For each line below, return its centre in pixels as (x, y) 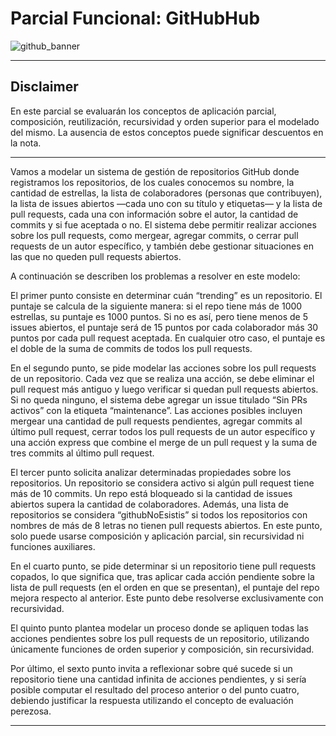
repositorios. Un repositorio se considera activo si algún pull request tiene (162, 483)
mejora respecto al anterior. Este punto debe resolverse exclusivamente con (167, 598)
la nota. (26, 143)
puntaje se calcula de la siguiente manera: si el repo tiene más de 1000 (156, 306)
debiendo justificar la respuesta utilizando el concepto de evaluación (152, 700)
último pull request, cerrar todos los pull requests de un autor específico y (163, 431)
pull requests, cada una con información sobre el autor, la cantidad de (154, 214)
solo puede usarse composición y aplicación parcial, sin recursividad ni (157, 536)
